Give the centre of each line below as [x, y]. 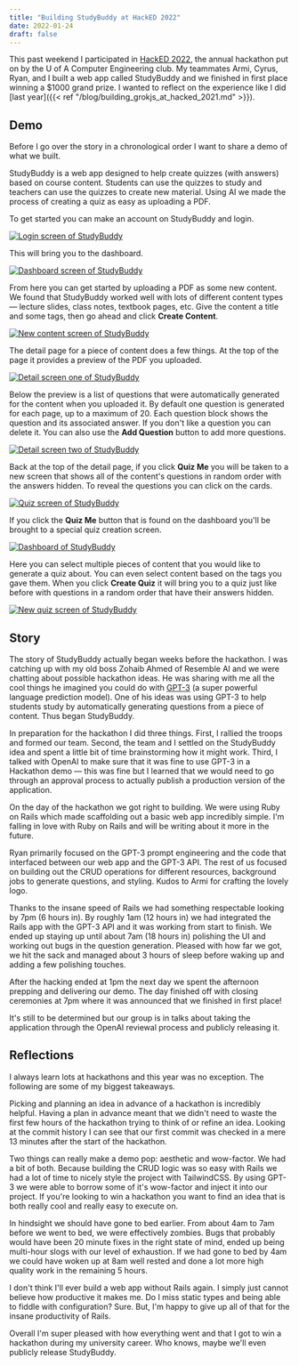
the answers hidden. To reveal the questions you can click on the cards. [141, 486]
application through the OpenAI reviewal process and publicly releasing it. [145, 1027]
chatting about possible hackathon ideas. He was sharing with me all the [142, 678]
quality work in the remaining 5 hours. [79, 1270]
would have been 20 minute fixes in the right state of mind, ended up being [147, 1241]
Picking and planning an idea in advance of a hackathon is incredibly [135, 1103]
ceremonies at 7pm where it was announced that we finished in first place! [145, 1001]
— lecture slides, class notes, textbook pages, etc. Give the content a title [144, 307]
